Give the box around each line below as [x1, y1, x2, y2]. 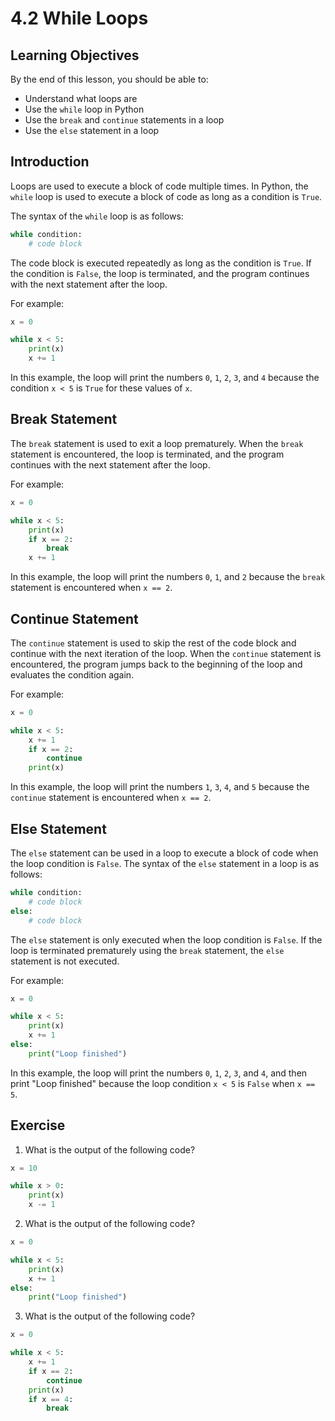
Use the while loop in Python [24, 103, 145, 115]
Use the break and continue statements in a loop [24, 114, 225, 126]
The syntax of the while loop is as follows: [10, 210, 184, 222]
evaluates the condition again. [10, 668, 135, 681]
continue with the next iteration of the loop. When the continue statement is [10, 647, 322, 659]
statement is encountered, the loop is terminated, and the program [10, 448, 285, 460]
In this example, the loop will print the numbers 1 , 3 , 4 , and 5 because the [10, 781, 310, 793]
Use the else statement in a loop [24, 125, 160, 136]
